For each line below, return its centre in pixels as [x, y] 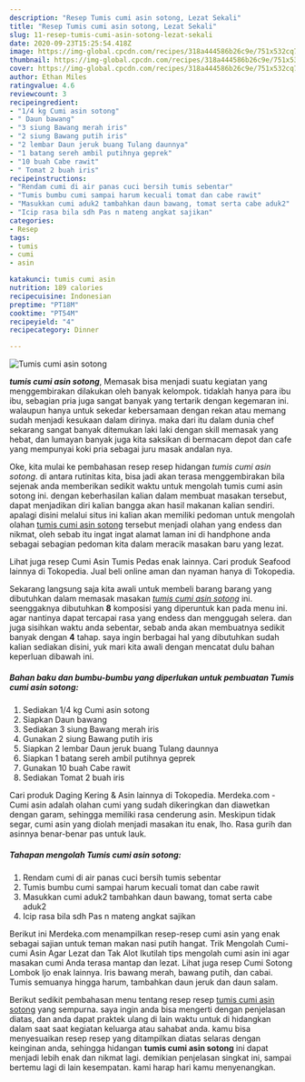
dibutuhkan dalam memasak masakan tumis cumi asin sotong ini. [131, 599]
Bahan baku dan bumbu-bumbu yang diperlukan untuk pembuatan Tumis [152, 677]
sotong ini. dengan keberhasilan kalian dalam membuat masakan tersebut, [148, 496]
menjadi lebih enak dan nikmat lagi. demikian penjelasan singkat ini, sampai [151, 1058]
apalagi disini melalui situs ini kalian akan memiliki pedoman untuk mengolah [152, 516]
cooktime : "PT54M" [44, 313]
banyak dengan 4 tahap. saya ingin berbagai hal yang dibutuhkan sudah [144, 637]
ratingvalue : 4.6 [42, 85]
